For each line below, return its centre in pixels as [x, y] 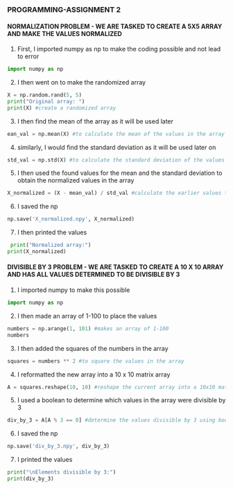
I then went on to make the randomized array [81, 82]
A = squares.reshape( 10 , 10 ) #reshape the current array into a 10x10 [111, 387]
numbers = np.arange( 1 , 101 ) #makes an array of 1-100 [88, 328]
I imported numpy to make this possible [74, 290]
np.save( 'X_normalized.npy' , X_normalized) [71, 219]
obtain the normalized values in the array [76, 180]
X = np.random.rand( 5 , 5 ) [44, 95]
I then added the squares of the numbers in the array [93, 348]
